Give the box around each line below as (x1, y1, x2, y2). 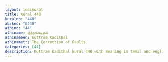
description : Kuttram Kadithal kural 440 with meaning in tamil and (5, 49, 151, 54)
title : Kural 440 (5, 12, 41, 17)
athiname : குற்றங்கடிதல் (5, 30, 48, 35)
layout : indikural (5, 7, 43, 12)
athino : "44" (5, 26, 32, 31)
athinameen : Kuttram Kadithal (5, 35, 68, 40)
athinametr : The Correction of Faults (5, 40, 86, 45)
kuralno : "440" (5, 16, 37, 21)
